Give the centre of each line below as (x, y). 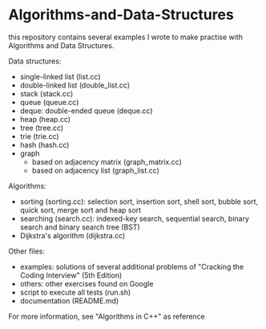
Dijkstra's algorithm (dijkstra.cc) (73, 235)
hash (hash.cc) (44, 144)
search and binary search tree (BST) (80, 227)
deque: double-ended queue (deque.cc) (87, 111)
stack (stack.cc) (46, 93)
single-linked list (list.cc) (60, 76)
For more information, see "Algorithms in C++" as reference (107, 316)
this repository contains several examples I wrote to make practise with (125, 37)
